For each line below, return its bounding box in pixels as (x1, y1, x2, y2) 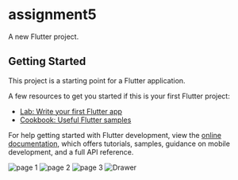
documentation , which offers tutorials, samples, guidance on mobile (8, 139, 230, 148)
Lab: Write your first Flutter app (19, 106, 123, 116)
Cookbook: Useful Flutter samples (19, 115, 132, 124)
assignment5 (8, 6, 97, 24)
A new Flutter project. (8, 32, 79, 41)
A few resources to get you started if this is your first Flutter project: (8, 91, 230, 101)
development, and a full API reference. (8, 147, 134, 156)
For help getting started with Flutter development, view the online (8, 130, 222, 140)
